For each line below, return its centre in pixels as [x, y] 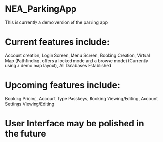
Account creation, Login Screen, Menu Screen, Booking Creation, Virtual [78, 55]
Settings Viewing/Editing [30, 104]
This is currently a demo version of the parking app [56, 22]
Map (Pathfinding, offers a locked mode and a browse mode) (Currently [77, 60]
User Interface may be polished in [75, 123]
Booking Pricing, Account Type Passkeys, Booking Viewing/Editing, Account [81, 98]
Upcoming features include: [63, 85]
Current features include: [57, 42]
